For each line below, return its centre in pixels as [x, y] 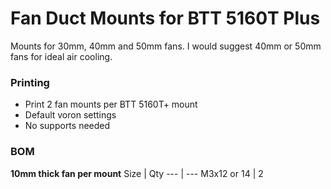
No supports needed [67, 126]
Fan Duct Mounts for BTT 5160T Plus [165, 18]
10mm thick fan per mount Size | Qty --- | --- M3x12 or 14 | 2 [137, 173]
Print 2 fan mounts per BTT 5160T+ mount [111, 104]
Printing [30, 82]
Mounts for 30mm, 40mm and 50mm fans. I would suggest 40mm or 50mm [166, 46]
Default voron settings [70, 115]
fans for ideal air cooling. [61, 56]
